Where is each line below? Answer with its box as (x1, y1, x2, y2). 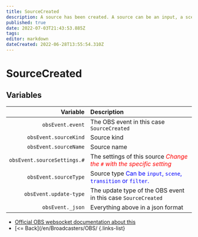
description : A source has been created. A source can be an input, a (6, 14, 183, 20)
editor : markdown (6, 36, 49, 42)
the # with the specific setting (90, 160, 172, 168)
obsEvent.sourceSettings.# (9, 157, 85, 163)
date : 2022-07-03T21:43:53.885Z (6, 25, 85, 31)
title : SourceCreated (6, 8, 60, 15)
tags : (6, 31, 19, 37)
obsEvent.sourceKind (27, 134, 85, 140)
